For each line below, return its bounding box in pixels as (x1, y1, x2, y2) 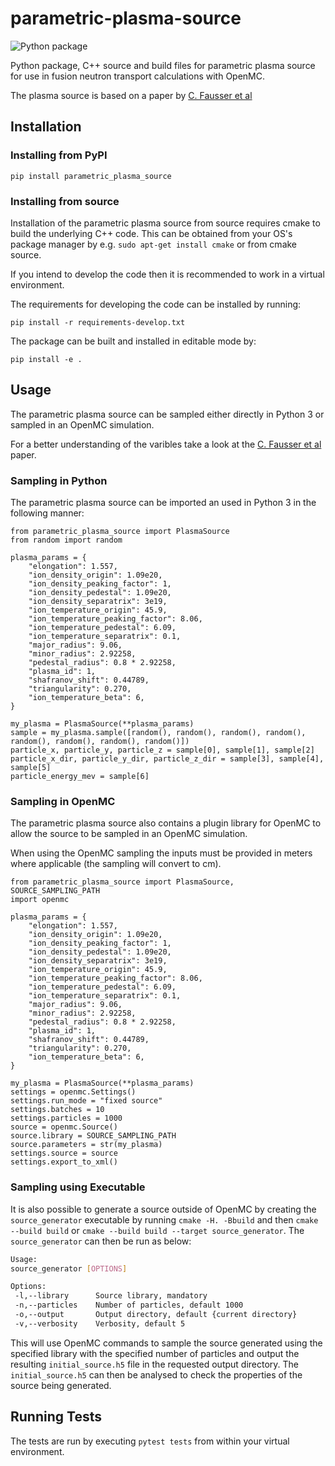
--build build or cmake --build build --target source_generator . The (10, 1224, 305, 1236)
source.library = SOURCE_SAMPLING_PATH (10, 1131, 177, 1141)
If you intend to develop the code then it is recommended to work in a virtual (10, 268, 325, 280)
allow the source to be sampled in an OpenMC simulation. (10, 828, 248, 840)
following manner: (10, 507, 85, 519)
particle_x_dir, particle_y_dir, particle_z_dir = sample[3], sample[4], (10, 754, 325, 764)
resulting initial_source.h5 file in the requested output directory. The (10, 1358, 300, 1370)
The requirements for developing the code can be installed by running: (10, 298, 302, 310)
